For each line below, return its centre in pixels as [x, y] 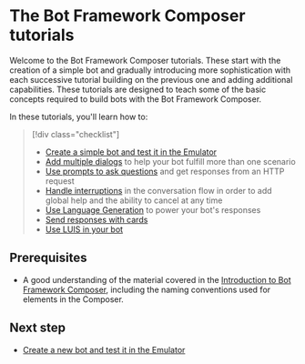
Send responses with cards [97, 219]
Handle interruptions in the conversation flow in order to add [158, 190]
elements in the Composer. [73, 299]
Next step [38, 328]
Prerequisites [48, 258]
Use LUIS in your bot [84, 229]
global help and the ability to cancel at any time [134, 200]
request [60, 181]
